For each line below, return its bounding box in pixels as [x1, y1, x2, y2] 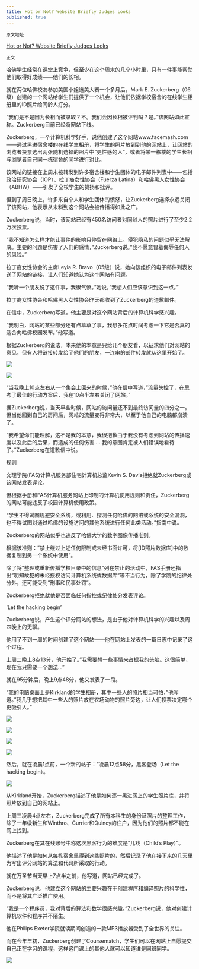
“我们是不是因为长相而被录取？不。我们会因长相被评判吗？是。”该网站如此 [6, 113, 185, 121]
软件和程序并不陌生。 [16, 912, 69, 919]
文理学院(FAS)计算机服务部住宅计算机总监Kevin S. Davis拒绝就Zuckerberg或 [6, 471, 191, 478]
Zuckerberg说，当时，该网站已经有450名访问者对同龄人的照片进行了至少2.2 [6, 216, 192, 223]
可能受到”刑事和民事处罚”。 [26, 579, 94, 586]
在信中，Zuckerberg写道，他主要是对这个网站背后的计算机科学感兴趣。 [6, 308, 180, 315]
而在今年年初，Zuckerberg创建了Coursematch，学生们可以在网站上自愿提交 [6, 937, 192, 945]
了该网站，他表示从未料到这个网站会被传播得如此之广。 [6, 203, 141, 210]
